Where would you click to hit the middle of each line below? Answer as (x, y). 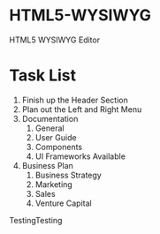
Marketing (53, 184)
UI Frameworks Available (80, 156)
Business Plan (47, 165)
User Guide (56, 137)
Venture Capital (63, 203)
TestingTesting (36, 220)
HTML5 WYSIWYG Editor (54, 40)
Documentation (50, 118)
